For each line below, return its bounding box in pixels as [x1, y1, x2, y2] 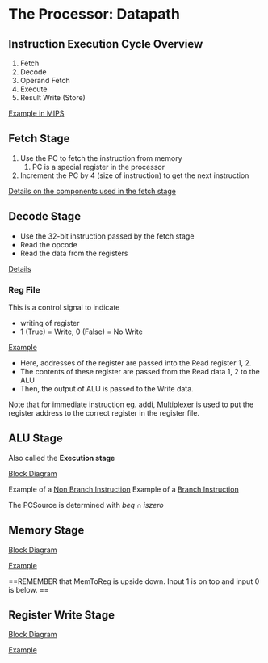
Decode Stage [8, 209, 82, 223]
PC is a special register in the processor [31, 162, 165, 171]
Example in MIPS [8, 108, 65, 118]
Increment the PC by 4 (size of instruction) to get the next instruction [19, 171, 249, 180]
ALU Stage [8, 432, 63, 446]
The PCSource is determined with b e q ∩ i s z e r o [8, 500, 164, 509]
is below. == [8, 585, 49, 594]
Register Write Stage [8, 608, 115, 622]
